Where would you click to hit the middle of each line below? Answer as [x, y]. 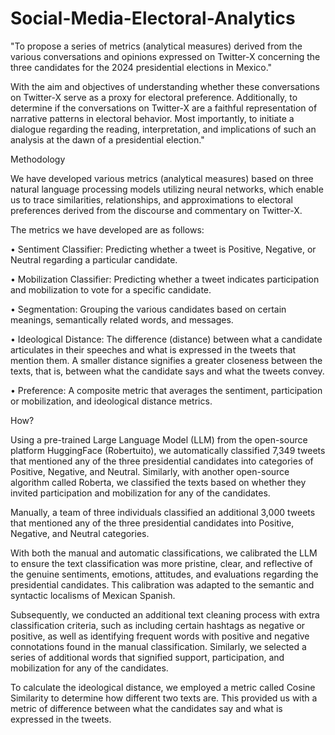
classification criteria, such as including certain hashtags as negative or [158, 625]
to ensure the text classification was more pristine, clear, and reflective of [161, 563]
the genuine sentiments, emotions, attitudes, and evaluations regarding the [164, 574]
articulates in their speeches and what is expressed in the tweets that [153, 349]
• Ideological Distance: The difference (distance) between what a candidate [166, 339]
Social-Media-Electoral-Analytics [153, 18]
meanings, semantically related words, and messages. [122, 319]
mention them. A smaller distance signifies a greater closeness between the [166, 360]
